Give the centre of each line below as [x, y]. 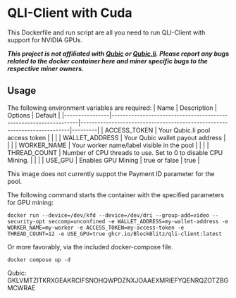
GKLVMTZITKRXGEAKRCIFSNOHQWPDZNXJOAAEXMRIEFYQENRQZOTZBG [118, 280]
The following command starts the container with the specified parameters [116, 194]
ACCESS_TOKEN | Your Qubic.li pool [157, 130]
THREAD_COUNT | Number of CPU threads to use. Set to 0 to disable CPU [115, 152]
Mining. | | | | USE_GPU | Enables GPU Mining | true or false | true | [104, 160]
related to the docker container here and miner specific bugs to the [107, 61]
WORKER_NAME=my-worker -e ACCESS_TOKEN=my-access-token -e [96, 228]
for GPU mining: [31, 202]
